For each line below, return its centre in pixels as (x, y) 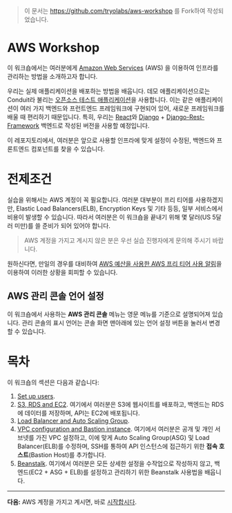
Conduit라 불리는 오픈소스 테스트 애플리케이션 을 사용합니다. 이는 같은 (100, 99)
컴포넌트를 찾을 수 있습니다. (68, 148)
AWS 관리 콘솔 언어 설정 (56, 296)
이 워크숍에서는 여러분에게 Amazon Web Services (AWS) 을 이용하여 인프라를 (113, 68)
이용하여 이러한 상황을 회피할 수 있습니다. (62, 272)
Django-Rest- (185, 117)
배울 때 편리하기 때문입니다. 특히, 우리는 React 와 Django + (86, 117)
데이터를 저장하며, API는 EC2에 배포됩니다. (82, 413)
